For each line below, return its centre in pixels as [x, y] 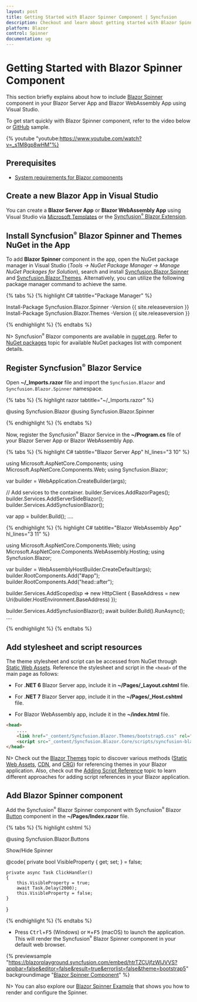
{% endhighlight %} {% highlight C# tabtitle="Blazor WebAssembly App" [94, 528]
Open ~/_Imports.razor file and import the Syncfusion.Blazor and [86, 382]
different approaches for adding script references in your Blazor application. [98, 777]
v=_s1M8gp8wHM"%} [33, 144]
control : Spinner [27, 34]
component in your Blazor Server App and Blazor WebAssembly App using [96, 103]
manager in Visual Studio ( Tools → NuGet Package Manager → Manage [93, 266]
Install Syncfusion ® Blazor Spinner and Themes [94, 235]
